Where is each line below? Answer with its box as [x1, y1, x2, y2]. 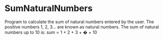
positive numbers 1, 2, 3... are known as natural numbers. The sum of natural [4, 24, 159, 29]
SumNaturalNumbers [4, 3, 93, 14]
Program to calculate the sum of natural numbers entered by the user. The [4, 19, 154, 25]
